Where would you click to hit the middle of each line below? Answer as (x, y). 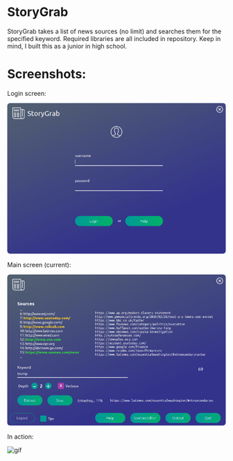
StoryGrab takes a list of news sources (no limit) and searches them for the (114, 31)
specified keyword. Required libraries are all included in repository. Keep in (114, 38)
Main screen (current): (39, 265)
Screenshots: (47, 74)
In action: (20, 437)
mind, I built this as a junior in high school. (67, 46)
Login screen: (27, 93)
